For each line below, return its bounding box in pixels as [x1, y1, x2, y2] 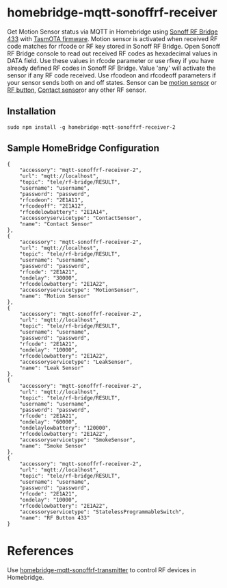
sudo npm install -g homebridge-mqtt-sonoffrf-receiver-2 [7, 123, 176, 131]
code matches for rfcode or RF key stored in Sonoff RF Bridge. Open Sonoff [7, 42, 221, 50]
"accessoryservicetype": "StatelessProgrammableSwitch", [19, 509, 185, 515]
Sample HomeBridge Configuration [7, 143, 159, 154]
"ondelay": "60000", [19, 418, 78, 426]
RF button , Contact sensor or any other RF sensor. [7, 86, 147, 94]
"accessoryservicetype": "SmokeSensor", [19, 437, 136, 443]
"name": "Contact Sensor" [19, 221, 94, 228]
